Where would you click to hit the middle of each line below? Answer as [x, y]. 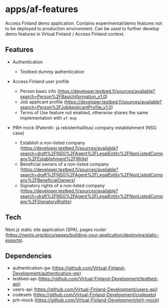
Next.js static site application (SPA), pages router [56, 229]
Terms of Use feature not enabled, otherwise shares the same [84, 112]
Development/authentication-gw [46, 273]
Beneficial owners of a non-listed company [64, 164]
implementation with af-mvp [48, 118]
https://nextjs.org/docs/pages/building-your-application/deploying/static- [83, 235]
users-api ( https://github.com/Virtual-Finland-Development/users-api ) [85, 289]
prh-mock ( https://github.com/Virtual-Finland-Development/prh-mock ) [86, 300]
